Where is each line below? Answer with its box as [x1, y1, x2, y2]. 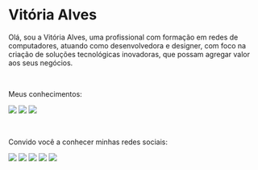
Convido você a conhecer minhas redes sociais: [8, 137, 168, 147]
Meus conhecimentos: [8, 89, 82, 98]
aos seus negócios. [8, 58, 73, 68]
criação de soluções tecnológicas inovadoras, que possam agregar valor [8, 49, 251, 59]
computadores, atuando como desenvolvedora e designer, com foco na [8, 40, 247, 50]
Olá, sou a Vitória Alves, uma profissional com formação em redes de [8, 32, 239, 42]
